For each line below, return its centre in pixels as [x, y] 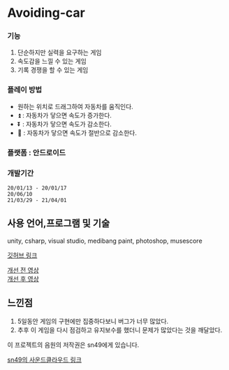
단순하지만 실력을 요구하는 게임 [59, 52]
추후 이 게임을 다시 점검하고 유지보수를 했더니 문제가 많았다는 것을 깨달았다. [120, 329]
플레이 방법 [25, 90]
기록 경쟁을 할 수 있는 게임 [53, 70]
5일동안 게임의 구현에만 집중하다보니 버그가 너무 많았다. [93, 321]
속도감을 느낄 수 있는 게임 [52, 62]
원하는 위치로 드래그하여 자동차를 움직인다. [75, 106]
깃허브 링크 [22, 255]
